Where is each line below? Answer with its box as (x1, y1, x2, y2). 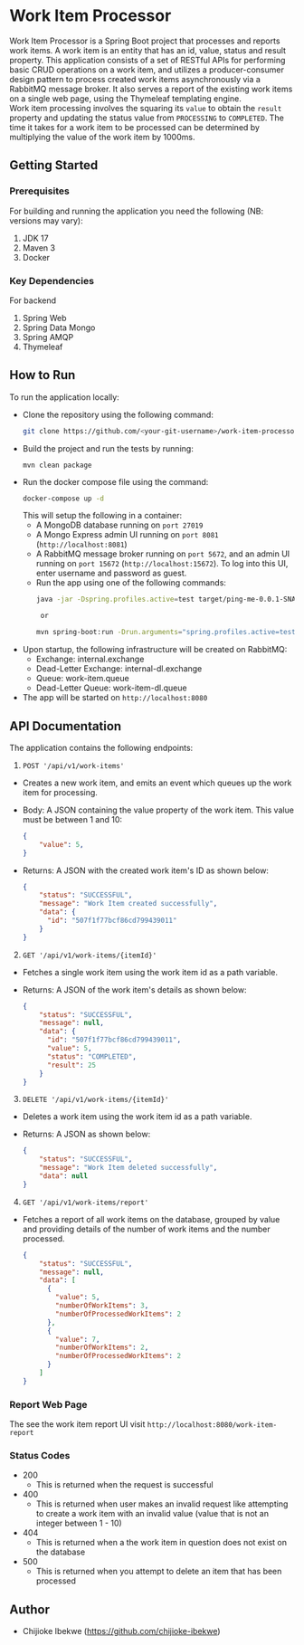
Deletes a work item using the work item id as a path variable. (22, 1111, 252, 1122)
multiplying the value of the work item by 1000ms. (9, 131, 195, 142)
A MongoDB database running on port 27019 (35, 519, 204, 530)
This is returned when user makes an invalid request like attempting (35, 1498, 289, 1509)
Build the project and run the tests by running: (22, 442, 195, 453)
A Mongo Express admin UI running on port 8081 (35, 529, 219, 540)
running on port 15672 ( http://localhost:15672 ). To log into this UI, (35, 558, 289, 569)
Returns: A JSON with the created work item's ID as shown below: (22, 865, 270, 876)
